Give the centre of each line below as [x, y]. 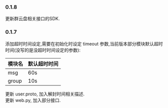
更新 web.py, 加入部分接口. [33, 100]
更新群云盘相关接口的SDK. [33, 19]
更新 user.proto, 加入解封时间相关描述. [45, 94]
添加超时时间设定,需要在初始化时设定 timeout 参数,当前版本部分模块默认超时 [84, 43]
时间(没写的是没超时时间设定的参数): [43, 50]
